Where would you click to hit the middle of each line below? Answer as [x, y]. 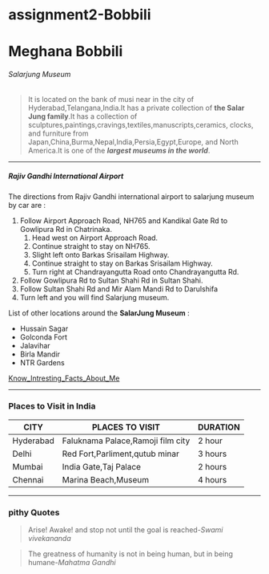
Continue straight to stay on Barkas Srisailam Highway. [122, 263]
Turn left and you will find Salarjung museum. [94, 297]
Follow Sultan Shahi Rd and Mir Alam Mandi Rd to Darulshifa [119, 289]
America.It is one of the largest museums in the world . [119, 150]
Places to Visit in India [52, 406]
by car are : [27, 205]
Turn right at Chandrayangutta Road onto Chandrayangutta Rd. [135, 271]
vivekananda [50, 539]
